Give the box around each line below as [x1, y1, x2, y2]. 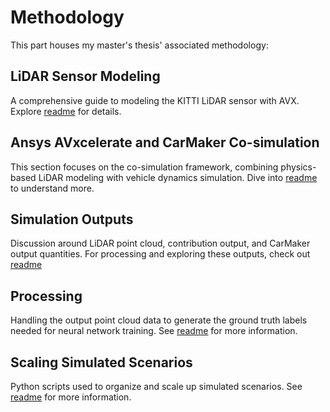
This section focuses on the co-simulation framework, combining [10, 161, 279, 173]
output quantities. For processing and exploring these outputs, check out [10, 248, 311, 260]
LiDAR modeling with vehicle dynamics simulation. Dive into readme [38, 171, 318, 183]
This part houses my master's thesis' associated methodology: [10, 39, 269, 51]
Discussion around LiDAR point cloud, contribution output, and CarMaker [10, 237, 311, 250]
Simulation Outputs [10, 211, 134, 228]
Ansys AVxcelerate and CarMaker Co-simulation [10, 134, 320, 151]
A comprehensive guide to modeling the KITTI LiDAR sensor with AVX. [10, 94, 300, 106]
